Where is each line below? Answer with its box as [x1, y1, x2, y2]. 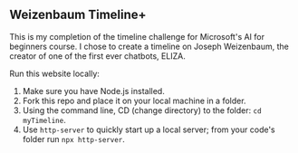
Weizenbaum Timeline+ [9, 7, 147, 23]
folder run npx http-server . [22, 133, 125, 144]
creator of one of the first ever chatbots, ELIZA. [9, 50, 186, 62]
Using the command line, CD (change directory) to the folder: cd [22, 104, 262, 116]
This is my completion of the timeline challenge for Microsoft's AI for [9, 31, 265, 42]
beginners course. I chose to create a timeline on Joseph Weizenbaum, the [9, 41, 290, 52]
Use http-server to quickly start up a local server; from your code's [22, 124, 276, 135]
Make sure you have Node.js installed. [22, 85, 165, 96]
